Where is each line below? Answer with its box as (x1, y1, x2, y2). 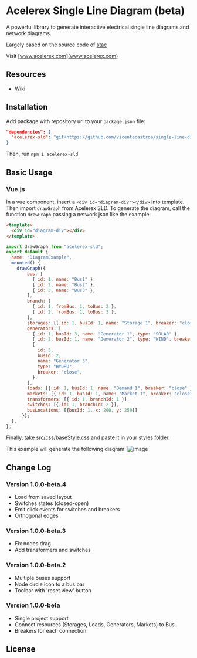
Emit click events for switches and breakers (14, 506, 120, 513)
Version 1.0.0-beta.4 (6, 480, 66, 488)
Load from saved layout (14, 493, 72, 500)
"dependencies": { (6, 129, 51, 135)
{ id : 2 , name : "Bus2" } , (32, 281, 96, 288)
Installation (6, 102, 48, 112)
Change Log (6, 462, 52, 473)
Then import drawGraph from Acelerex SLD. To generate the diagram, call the (6, 204, 191, 212)
